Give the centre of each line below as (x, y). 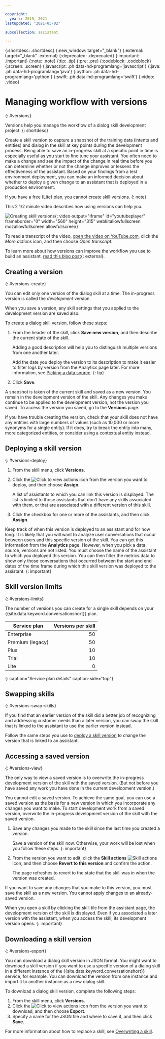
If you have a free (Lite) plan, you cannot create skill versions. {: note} (76, 197)
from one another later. (35, 352)
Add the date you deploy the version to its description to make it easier (84, 362)
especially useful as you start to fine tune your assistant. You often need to (81, 156)
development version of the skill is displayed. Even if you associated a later (81, 913)
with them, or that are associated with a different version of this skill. (82, 505)
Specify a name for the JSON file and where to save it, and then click (82, 1017)
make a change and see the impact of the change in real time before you (79, 161)
